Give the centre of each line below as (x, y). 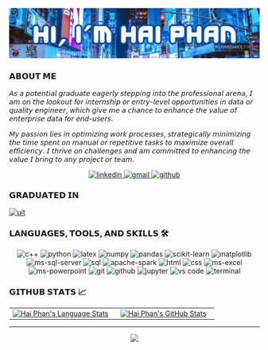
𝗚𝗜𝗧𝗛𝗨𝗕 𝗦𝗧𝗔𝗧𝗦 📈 (48, 291)
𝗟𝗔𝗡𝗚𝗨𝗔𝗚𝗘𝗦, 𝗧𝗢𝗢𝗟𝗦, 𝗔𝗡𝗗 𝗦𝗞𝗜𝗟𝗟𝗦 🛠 (89, 233)
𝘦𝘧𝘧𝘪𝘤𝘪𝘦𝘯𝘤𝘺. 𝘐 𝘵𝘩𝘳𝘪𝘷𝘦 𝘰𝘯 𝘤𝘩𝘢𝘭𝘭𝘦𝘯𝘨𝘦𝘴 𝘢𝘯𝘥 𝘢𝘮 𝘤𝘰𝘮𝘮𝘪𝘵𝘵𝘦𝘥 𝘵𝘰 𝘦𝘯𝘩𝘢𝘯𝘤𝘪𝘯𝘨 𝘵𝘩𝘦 (130, 151)
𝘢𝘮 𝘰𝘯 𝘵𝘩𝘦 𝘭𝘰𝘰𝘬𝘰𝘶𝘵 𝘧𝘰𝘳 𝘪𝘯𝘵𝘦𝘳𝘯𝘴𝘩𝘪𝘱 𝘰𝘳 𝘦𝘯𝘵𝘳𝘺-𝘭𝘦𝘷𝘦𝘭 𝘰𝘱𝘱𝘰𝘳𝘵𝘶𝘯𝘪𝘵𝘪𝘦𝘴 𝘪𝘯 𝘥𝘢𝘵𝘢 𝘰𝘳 (131, 102)
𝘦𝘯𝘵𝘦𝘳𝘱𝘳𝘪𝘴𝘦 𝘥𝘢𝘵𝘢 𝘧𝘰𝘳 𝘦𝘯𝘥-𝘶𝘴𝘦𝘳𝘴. (61, 119)
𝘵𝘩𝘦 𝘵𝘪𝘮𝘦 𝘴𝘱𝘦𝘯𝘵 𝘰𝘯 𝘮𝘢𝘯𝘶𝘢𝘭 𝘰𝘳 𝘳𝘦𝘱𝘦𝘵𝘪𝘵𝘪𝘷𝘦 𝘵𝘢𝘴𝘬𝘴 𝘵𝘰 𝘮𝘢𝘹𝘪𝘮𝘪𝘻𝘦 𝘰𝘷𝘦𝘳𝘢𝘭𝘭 (121, 143)
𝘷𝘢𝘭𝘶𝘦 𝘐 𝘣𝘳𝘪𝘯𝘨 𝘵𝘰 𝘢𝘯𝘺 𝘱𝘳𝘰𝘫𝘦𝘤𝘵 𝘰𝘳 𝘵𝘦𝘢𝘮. (72, 160)
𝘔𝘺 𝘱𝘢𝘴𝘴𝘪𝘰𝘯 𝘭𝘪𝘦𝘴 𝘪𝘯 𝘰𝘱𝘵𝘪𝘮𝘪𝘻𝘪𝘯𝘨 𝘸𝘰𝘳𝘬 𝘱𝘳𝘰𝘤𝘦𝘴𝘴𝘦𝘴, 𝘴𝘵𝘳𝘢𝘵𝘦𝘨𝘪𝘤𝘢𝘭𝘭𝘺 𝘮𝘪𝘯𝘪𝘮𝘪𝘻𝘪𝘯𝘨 (130, 134)
